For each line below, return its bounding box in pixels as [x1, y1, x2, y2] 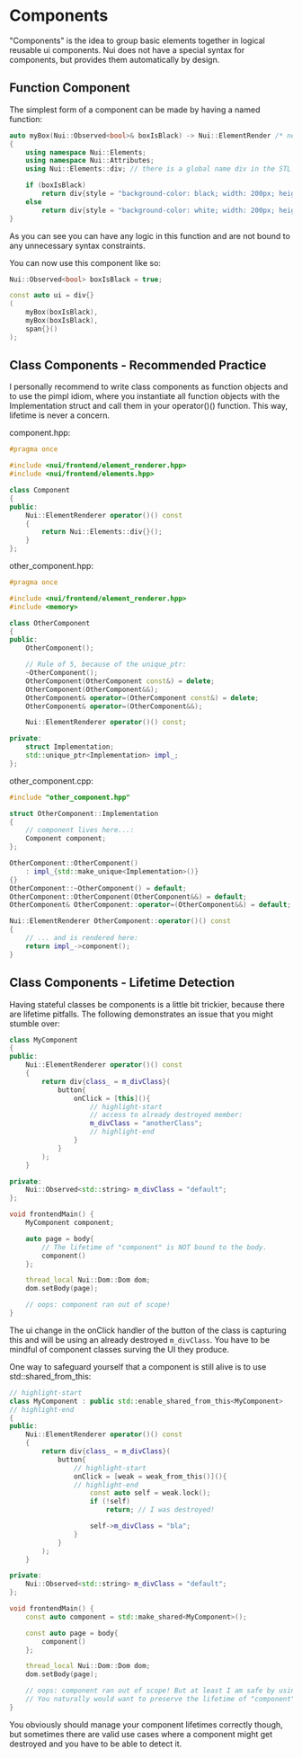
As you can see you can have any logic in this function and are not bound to [9, 230, 290, 241]
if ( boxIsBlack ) [25, 181, 87, 190]
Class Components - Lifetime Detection [9, 975, 235, 990]
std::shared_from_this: [9, 1371, 92, 1381]
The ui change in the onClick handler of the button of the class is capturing [9, 1325, 287, 1336]
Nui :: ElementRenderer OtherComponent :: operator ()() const [9, 917, 231, 926]
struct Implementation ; [25, 742, 115, 751]
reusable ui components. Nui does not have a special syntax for [9, 44, 245, 55]
